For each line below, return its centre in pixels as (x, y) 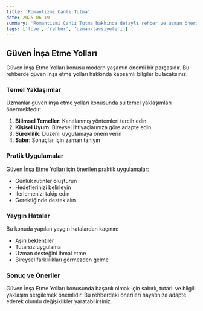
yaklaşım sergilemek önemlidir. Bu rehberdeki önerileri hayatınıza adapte (96, 295)
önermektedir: (24, 109)
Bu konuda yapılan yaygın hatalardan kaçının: (63, 229)
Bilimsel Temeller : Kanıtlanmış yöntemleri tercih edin (81, 121)
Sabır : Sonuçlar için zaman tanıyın (58, 140)
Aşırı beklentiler (34, 240)
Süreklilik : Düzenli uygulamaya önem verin (68, 134)
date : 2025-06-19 (28, 18)
